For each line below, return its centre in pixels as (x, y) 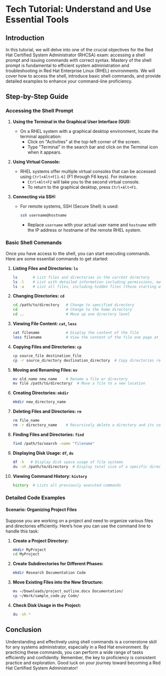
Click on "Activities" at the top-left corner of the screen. (84, 141)
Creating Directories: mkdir (41, 393)
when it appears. (45, 152)
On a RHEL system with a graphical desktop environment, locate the (89, 131)
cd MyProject (26, 554)
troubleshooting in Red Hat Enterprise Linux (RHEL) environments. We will (80, 71)
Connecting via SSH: (34, 197)
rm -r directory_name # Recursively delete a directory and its (83, 425)
